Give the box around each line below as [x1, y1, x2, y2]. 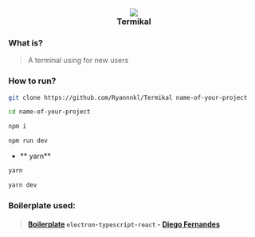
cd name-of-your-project [8, 108, 91, 116]
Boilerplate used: [8, 199, 76, 211]
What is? [8, 37, 44, 48]
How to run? [8, 76, 57, 87]
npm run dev [8, 136, 48, 145]
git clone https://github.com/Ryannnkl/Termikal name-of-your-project [8, 93, 248, 101]
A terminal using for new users [27, 56, 129, 65]
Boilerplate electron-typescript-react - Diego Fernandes [27, 219, 221, 229]
